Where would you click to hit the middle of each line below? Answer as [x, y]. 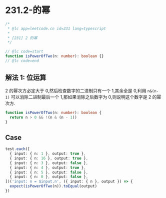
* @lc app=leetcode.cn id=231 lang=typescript [57, 28]
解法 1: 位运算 [26, 78]
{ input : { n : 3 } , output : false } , [49, 163]
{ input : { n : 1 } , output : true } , [48, 154]
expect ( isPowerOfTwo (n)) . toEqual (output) [53, 186]
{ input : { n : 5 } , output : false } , [49, 172]
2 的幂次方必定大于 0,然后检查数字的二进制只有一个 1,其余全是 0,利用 [76, 90]
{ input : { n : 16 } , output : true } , [49, 158]
